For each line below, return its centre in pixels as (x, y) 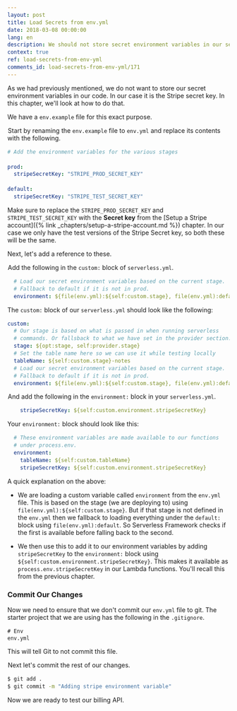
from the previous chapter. (56, 576)
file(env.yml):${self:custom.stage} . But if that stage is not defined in (120, 510)
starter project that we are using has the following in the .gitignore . (106, 617)
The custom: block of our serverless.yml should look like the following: (110, 310)
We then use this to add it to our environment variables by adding (113, 546)
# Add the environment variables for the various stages (93, 152)
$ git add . (25, 678)
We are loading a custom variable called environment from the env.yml (119, 495)
